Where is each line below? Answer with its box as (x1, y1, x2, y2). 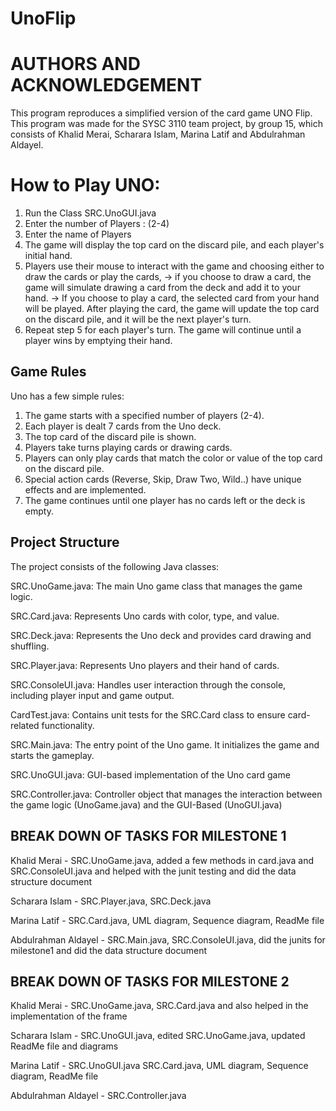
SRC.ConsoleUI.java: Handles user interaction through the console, (10, 678, 287, 691)
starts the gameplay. (10, 749, 95, 761)
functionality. (41, 719, 95, 731)
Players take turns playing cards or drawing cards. (24, 441, 233, 453)
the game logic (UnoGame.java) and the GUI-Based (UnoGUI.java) (10, 798, 283, 811)
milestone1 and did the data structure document (10, 944, 208, 956)
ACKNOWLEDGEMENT (10, 74, 203, 97)
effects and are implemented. (24, 483, 147, 496)
